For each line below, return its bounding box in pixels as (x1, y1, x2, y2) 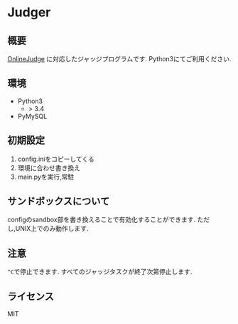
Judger (7, 4, 51, 21)
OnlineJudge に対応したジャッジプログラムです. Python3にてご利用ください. (7, 55, 232, 63)
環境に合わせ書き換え (17, 163, 80, 172)
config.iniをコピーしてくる (17, 155, 94, 163)
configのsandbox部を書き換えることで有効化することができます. (7, 215, 196, 224)
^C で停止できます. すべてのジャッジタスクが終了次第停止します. (7, 268, 193, 276)
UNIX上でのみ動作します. (15, 224, 89, 233)
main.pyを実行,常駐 (17, 172, 75, 181)
